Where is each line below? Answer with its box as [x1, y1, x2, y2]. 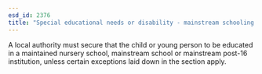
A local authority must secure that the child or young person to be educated [8, 40, 253, 49]
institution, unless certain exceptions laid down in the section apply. [8, 56, 227, 66]
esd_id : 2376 [8, 11, 51, 19]
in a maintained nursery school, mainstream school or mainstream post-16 [8, 48, 248, 58]
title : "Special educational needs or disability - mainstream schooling [8, 19, 255, 26]
